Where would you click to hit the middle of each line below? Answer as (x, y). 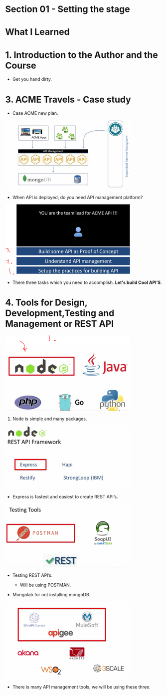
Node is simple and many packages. (50, 419)
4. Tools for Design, (46, 302)
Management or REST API (59, 324)
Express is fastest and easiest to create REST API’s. (65, 497)
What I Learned (37, 32)
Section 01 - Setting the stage (68, 9)
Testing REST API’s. (32, 575)
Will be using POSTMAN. (45, 585)
